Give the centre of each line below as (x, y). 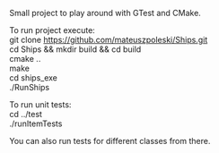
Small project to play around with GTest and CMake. (105, 13)
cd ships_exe (34, 78)
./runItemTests (36, 123)
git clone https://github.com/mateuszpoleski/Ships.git (109, 40)
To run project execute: (53, 30)
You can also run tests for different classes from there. (110, 141)
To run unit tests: (40, 105)
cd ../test (26, 114)
